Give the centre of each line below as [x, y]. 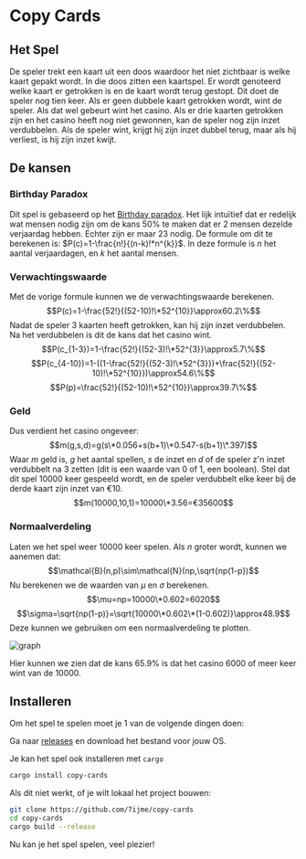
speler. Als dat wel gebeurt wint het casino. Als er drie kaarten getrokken [147, 110]
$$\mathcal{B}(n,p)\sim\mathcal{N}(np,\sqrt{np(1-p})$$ [153, 570]
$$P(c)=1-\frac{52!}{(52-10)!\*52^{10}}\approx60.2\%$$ [153, 311]
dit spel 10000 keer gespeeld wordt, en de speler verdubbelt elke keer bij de [153, 479]
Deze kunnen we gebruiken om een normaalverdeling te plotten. [130, 628]
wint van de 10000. [45, 673]
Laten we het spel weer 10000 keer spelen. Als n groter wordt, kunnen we [148, 546]
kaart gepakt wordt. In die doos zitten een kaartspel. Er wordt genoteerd [145, 81]
